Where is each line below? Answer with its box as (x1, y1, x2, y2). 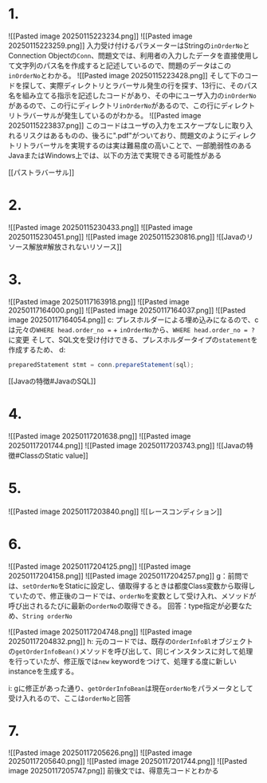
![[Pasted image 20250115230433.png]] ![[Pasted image (8, 222, 193, 232)
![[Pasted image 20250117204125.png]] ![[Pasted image (8, 561, 191, 571)
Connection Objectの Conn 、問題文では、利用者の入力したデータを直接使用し (8, 50, 259, 60)
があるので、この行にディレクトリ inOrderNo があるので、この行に (8, 101, 222, 110)
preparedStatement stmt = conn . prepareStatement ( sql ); (8, 360, 194, 368)
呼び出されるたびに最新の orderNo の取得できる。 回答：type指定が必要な (8, 601, 245, 610)
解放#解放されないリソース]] (29, 241, 122, 252)
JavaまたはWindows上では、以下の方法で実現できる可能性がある (8, 150, 222, 160)
